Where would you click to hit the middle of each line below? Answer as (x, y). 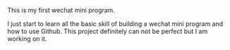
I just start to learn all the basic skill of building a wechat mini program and (115, 24)
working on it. (27, 39)
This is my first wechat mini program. (61, 10)
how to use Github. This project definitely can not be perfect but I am (108, 31)
